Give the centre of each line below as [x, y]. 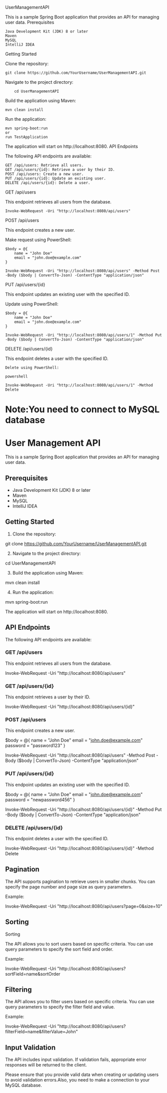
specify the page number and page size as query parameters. [69, 886]
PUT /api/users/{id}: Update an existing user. [56, 178]
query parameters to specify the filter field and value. [60, 1007]
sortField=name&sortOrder [33, 974]
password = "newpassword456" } [40, 800]
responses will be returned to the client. [46, 1065]
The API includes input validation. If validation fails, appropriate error [76, 1059]
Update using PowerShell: [32, 304]
